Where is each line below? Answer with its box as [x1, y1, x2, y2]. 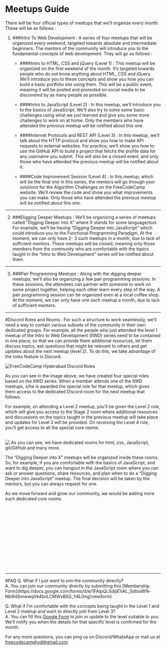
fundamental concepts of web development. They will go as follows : [12, 51, 153, 57]
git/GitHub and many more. [5, 444, 60, 450]
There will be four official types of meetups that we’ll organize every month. [5, 20, 159, 26]
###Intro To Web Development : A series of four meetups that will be [12, 35, 153, 41]
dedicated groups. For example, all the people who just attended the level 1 [5, 327, 158, 333]
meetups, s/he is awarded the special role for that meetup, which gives [5, 383, 150, 389]
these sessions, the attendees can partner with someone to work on [12, 281, 151, 287]
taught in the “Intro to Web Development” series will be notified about [12, 251, 154, 257]
